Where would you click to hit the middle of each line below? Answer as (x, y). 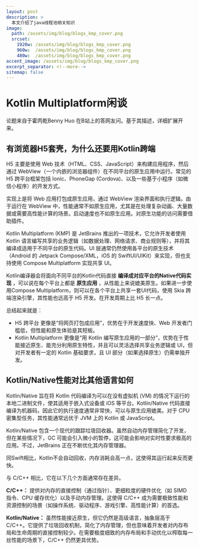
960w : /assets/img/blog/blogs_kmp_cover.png (74, 50)
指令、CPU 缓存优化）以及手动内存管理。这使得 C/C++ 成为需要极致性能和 (97, 498)
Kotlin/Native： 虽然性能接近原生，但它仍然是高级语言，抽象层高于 (88, 518)
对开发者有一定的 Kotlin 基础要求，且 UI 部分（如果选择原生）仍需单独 (100, 352)
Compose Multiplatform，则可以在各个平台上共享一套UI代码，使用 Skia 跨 (101, 290)
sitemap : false (25, 72)
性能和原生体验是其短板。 (67, 330)
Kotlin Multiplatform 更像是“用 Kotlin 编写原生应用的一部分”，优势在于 (99, 338)
